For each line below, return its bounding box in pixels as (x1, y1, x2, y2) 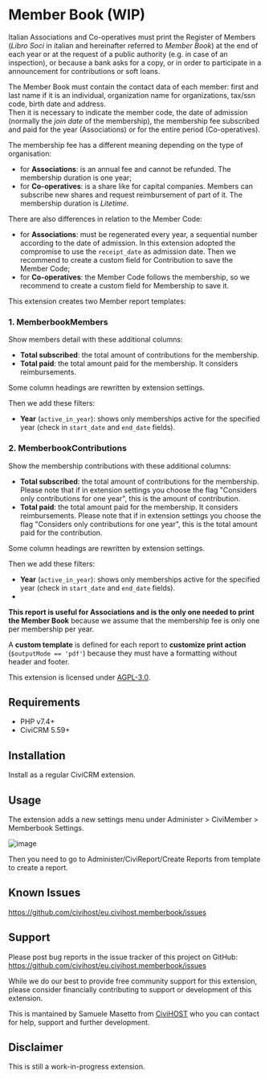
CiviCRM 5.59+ (19, 725, 71, 735)
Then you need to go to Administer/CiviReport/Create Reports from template (8, 854, 261, 864)
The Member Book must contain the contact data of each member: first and (8, 82, 259, 92)
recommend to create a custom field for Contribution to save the (19, 255, 234, 264)
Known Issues (8, 886, 81, 900)
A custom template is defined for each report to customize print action (8, 640, 247, 649)
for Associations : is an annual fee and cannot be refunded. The (19, 164, 231, 174)
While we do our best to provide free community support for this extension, (8, 976, 258, 986)
